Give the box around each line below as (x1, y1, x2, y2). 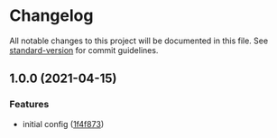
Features (9, 98, 50, 111)
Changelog (9, 5, 94, 26)
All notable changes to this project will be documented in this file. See (9, 35, 269, 46)
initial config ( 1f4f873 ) (22, 118, 105, 129)
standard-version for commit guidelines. (9, 44, 159, 55)
